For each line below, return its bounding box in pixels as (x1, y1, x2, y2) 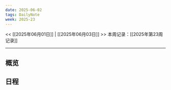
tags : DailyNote (5, 12, 40, 17)
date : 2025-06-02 (5, 7, 42, 13)
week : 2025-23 (5, 17, 36, 22)
